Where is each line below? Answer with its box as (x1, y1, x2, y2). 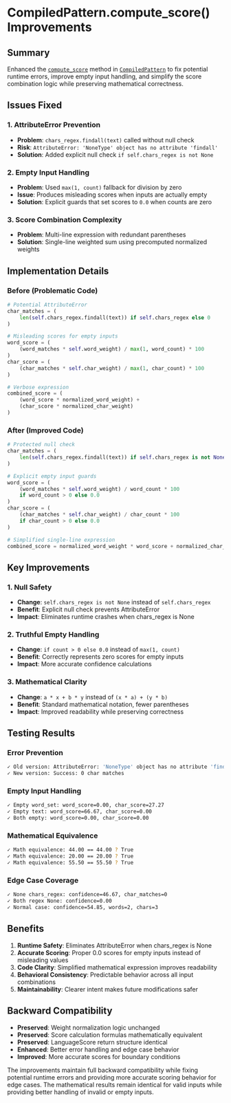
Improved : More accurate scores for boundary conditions (16, 1052, 181, 1060)
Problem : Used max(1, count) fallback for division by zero (16, 183, 182, 191)
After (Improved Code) (7, 425, 84, 435)
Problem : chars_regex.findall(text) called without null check (16, 135, 195, 144)
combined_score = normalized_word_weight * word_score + (7, 543, 174, 549)
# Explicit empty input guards (7, 472, 97, 479)
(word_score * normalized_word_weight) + (19, 397, 140, 404)
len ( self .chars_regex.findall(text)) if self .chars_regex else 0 (19, 314, 211, 321)
